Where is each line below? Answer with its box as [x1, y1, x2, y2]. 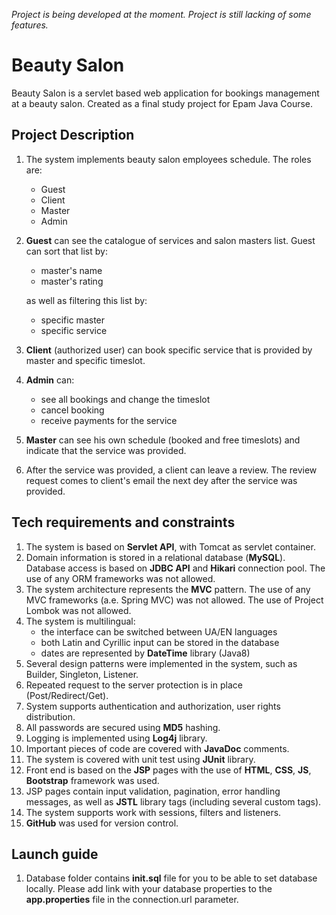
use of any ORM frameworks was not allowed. [25, 572, 216, 584]
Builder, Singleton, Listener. [25, 668, 139, 680]
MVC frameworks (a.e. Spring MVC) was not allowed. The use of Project [25, 594, 324, 606]
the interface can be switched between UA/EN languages [40, 625, 278, 638]
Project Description [11, 127, 135, 144]
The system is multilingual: [25, 615, 136, 627]
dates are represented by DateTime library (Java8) [40, 647, 251, 659]
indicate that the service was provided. [25, 444, 187, 456]
